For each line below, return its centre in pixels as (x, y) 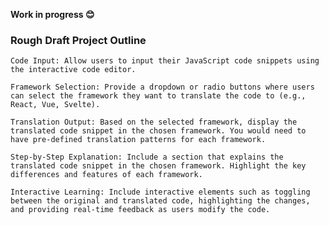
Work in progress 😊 (52, 14)
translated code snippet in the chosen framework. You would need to (158, 131)
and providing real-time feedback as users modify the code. (140, 210)
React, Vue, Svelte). (55, 105)
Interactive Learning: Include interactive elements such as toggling (160, 192)
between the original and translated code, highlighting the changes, (160, 201)
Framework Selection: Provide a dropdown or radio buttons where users (162, 87)
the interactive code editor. (73, 70)
